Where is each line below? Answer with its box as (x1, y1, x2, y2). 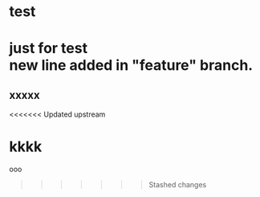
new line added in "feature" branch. (9, 56, 254, 75)
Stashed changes (148, 180, 207, 190)
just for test (9, 39, 87, 58)
